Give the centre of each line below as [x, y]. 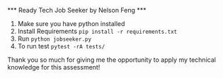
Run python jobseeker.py [55, 39]
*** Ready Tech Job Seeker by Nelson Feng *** [77, 10]
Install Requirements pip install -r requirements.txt [97, 31]
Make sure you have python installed [71, 24]
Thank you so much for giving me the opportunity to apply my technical [111, 60]
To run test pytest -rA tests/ [61, 46]
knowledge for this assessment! [54, 67]
